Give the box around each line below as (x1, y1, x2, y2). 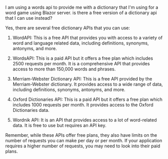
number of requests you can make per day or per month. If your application (5, 138, 162, 143)
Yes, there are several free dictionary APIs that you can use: (5, 25, 131, 31)
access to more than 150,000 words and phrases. (12, 66, 116, 72)
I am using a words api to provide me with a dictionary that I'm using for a (5, 5, 158, 10)
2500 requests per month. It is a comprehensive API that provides (12, 61, 150, 66)
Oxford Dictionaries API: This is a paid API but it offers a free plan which (12, 96, 163, 102)
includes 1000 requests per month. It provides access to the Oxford (12, 102, 153, 108)
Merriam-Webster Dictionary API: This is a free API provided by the (12, 76, 153, 82)
